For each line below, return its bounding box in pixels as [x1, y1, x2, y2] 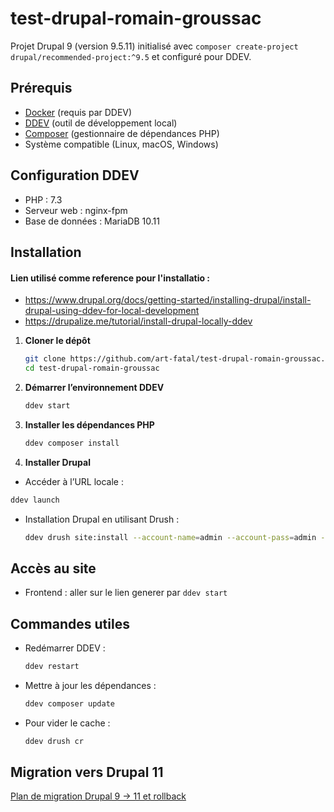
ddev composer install [24, 438, 120, 448]
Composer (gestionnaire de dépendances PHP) [24, 127, 220, 139]
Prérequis [10, 80, 73, 97]
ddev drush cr [24, 736, 84, 746]
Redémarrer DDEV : [24, 642, 106, 654]
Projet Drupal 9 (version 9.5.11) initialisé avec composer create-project [10, 40, 299, 52]
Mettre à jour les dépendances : [24, 679, 157, 691]
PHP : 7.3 [24, 193, 63, 206]
